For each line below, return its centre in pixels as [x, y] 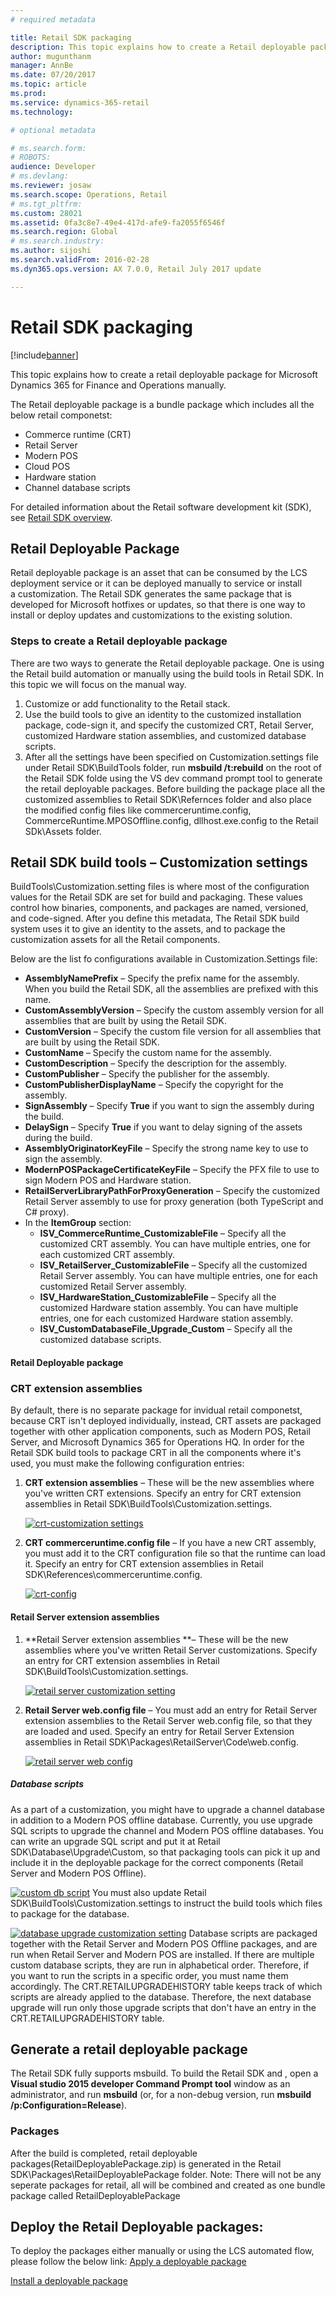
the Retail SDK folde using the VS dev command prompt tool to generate [173, 778]
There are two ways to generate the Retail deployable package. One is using [167, 663]
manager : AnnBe [42, 66]
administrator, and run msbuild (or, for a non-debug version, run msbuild [161, 2095]
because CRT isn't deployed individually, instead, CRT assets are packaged [166, 1421]
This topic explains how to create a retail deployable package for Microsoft [164, 374]
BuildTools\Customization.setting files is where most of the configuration [160, 887]
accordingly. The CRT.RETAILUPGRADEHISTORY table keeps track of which [166, 1986]
